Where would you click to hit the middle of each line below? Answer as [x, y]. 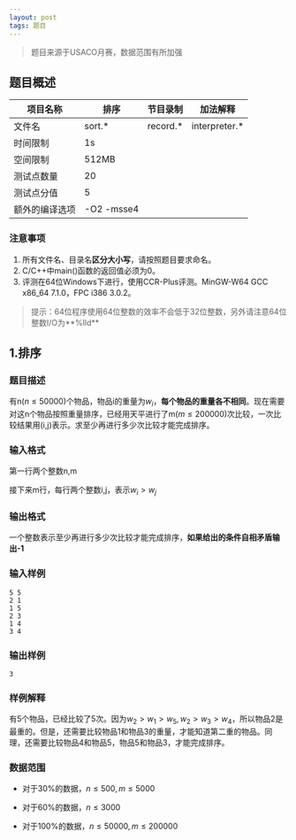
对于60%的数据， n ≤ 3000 [71, 807]
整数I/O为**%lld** [65, 322]
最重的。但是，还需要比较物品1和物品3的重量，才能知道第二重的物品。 [137, 732]
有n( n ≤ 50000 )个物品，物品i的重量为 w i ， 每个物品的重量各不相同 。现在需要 [147, 402]
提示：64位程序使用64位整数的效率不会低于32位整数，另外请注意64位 [159, 312]
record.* [165, 127]
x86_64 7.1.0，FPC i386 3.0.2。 [79, 292]
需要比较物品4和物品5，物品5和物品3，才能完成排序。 [131, 743]
